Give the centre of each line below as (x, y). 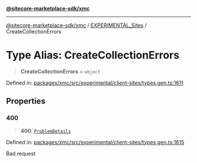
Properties (26, 101)
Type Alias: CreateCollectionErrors (93, 55)
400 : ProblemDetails (46, 131)
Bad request (21, 153)
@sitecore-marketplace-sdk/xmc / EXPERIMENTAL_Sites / (77, 25)
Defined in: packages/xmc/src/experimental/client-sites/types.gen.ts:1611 (95, 83)
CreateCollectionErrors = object (60, 71)
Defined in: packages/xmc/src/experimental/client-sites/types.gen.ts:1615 (95, 142)
